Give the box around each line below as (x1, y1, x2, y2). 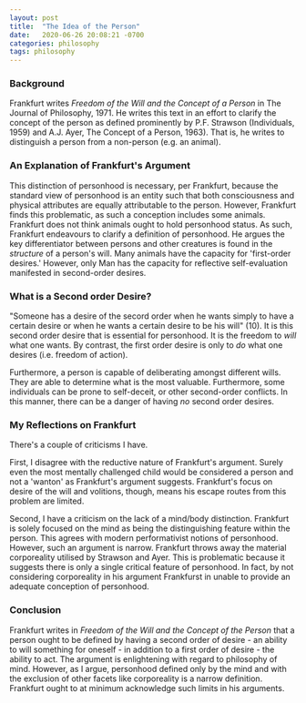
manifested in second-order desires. (9, 267, 147, 278)
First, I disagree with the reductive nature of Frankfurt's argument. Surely (9, 457, 284, 468)
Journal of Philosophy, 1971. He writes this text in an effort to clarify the (9, 107, 277, 118)
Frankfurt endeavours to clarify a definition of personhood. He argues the (9, 229, 285, 239)
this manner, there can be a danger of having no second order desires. (9, 396, 275, 407)
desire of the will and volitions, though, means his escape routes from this (9, 486, 287, 497)
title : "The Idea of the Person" (9, 22, 141, 31)
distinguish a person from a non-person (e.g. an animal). (9, 137, 221, 148)
